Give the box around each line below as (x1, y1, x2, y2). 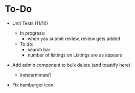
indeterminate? (19, 71, 52, 78)
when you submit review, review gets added (27, 35, 121, 42)
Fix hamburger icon (12, 82, 54, 88)
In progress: (19, 30, 46, 36)
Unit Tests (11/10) (12, 20, 48, 26)
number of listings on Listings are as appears (27, 52, 123, 58)
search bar (27, 46, 51, 52)
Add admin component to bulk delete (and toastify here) (12, 62, 131, 68)
